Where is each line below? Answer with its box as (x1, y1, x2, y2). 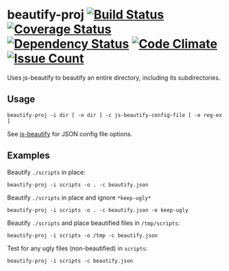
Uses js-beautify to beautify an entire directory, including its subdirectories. (7, 73, 221, 82)
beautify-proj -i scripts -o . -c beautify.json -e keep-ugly (7, 206, 189, 213)
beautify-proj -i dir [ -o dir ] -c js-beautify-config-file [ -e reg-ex (7, 111, 223, 118)
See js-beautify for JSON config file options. (7, 129, 132, 138)
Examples (7, 150, 50, 162)
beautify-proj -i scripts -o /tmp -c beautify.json (7, 232, 158, 239)
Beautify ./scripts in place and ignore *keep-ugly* (7, 193, 152, 202)
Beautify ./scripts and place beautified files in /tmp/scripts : (7, 219, 180, 227)
